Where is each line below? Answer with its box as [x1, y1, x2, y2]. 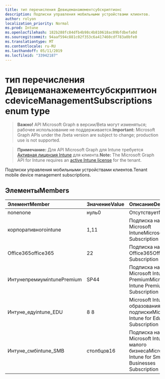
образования [129, 303, 161, 310]
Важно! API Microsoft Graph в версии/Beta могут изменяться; [17, 121, 147, 128]
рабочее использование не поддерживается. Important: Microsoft [17, 127, 156, 133]
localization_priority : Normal [5, 21, 69, 26]
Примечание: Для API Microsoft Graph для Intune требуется [17, 147, 143, 153]
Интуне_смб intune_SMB [7, 348, 65, 354]
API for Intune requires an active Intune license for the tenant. [17, 157, 142, 163]
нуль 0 [86, 209, 101, 216]
